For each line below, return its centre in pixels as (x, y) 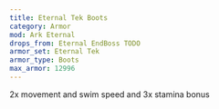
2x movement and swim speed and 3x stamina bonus (109, 94)
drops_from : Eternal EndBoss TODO (75, 43)
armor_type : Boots (44, 60)
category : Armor (40, 26)
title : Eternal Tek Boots (58, 18)
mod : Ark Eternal (42, 35)
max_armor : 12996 (42, 69)
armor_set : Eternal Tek (55, 52)
